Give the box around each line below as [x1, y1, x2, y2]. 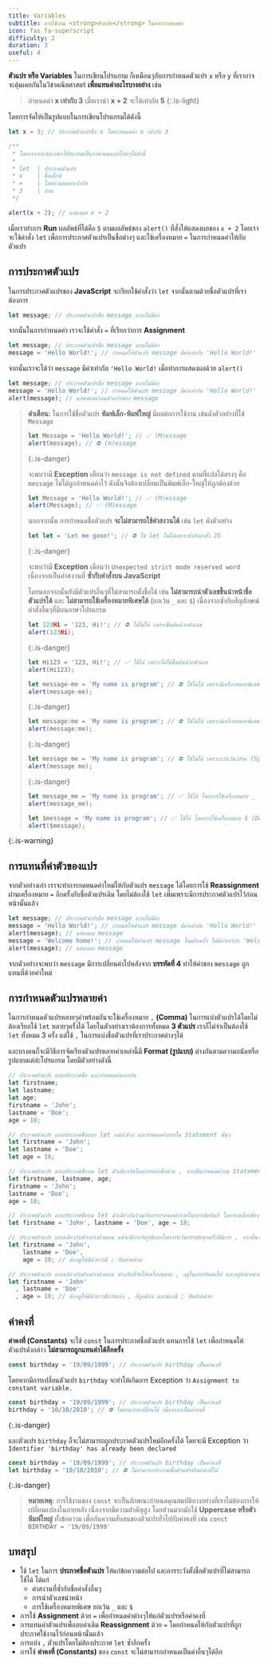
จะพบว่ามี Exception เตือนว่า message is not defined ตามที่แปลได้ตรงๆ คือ [27, 469, 246, 478]
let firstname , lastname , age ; [8, 1174, 112, 1182]
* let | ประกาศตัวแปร [11, 165, 77, 173]
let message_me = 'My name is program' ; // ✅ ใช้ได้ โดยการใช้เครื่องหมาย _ [27, 792, 255, 800]
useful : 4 [8, 49, 41, 57]
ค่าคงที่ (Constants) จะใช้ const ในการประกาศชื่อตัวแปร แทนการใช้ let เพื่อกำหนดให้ [8, 1336, 244, 1345]
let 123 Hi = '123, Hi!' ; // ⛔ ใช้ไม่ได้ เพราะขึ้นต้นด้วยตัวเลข [27, 621, 202, 629]
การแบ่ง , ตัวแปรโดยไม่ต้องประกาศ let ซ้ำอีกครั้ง [19, 1638, 151, 1648]
